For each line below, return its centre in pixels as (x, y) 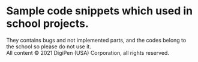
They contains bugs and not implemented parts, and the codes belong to (96, 40)
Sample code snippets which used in (100, 11)
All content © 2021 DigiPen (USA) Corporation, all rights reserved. (88, 52)
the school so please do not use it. (49, 46)
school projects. (47, 24)
